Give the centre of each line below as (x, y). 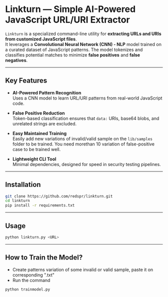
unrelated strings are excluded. (44, 123)
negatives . (16, 60)
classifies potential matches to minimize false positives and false (73, 55)
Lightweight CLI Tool (34, 159)
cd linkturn (17, 201)
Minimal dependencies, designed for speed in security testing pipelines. (86, 164)
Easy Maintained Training (39, 133)
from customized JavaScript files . (41, 39)
